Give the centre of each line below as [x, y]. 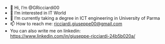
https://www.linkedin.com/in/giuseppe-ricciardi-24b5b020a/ [72, 36]
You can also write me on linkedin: [45, 31]
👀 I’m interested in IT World [38, 13]
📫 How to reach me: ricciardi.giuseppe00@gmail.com [66, 24]
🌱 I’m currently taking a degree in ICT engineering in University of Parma [85, 18]
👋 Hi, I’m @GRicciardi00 [35, 8]
